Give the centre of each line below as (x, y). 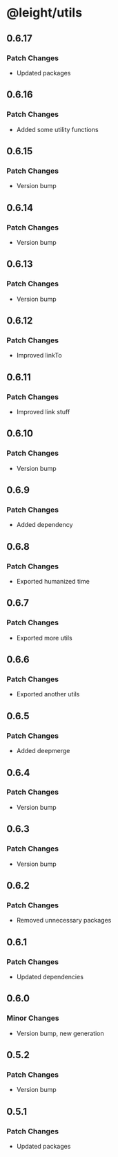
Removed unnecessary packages (64, 920)
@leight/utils (45, 13)
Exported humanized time (53, 582)
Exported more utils (45, 638)
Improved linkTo (39, 355)
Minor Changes (33, 1018)
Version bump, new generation (60, 1033)
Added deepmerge (43, 751)
